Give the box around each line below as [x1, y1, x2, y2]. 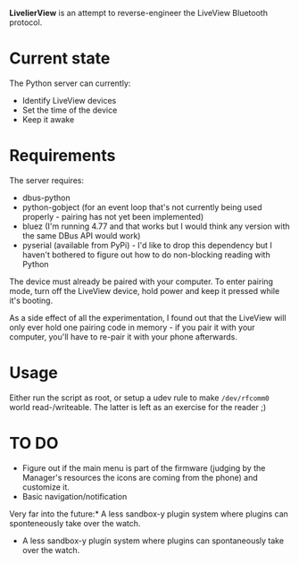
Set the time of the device [21, 105, 118, 115]
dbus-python [21, 192, 71, 203]
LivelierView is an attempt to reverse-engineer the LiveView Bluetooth [9, 8, 268, 18]
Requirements [9, 146, 116, 166]
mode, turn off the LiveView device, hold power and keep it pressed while [9, 285, 280, 296]
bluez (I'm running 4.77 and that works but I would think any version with [21, 221, 290, 231]
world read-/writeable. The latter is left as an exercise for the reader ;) [9, 401, 267, 412]
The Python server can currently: [9, 78, 131, 88]
